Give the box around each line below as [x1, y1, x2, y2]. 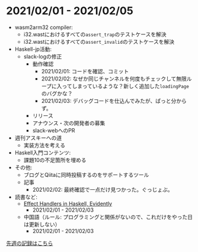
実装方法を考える [23, 141, 66, 148]
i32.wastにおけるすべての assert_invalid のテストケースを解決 [23, 38, 175, 45]
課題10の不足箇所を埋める [23, 156, 87, 163]
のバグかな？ [41, 90, 73, 97]
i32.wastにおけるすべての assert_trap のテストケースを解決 [23, 31, 167, 38]
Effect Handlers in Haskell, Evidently [23, 200, 113, 207]
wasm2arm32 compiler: [14, 24, 73, 31]
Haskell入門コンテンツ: [14, 149, 71, 156]
